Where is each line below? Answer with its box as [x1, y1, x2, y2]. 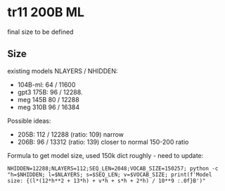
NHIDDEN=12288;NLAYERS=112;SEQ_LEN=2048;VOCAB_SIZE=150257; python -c [7, 165, 219, 172]
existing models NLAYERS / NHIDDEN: [7, 66, 118, 75]
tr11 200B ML [7, 4, 84, 20]
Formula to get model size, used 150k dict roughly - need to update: [7, 151, 204, 159]
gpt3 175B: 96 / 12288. [17, 87, 83, 96]
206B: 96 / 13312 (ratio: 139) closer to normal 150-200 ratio [17, 137, 189, 146]
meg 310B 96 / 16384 [17, 103, 80, 111]
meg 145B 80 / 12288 [17, 95, 79, 104]
